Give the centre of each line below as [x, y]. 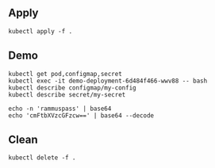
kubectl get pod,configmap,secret [65, 74]
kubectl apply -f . [40, 31]
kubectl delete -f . [42, 158]
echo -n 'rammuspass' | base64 [60, 109]
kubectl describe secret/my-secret [67, 94]
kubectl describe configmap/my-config [72, 88]
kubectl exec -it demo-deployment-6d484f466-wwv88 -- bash [108, 81]
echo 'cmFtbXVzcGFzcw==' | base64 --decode [81, 115]
